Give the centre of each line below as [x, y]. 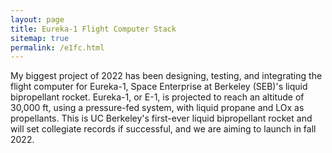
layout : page [37, 19]
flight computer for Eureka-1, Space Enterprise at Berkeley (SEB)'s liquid [159, 87]
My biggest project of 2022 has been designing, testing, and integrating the [166, 76]
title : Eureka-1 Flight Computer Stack [93, 29]
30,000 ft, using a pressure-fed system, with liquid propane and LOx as [157, 108]
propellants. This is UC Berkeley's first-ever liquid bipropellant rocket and [161, 118]
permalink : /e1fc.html [57, 47]
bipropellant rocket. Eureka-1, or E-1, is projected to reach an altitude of [157, 97]
